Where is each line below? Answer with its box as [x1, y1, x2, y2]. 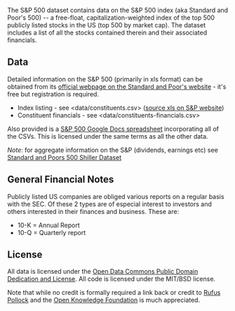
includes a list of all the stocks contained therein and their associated [7, 28, 208, 37]
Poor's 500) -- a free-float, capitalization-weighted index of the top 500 [7, 13, 215, 22]
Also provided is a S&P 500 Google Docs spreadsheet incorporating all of [7, 125, 220, 133]
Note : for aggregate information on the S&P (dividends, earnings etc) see [7, 146, 219, 154]
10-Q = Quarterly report [17, 228, 86, 236]
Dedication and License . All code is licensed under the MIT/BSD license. [7, 274, 216, 284]
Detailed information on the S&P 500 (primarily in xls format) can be [7, 75, 203, 83]
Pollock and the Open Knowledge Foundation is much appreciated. [7, 296, 201, 305]
